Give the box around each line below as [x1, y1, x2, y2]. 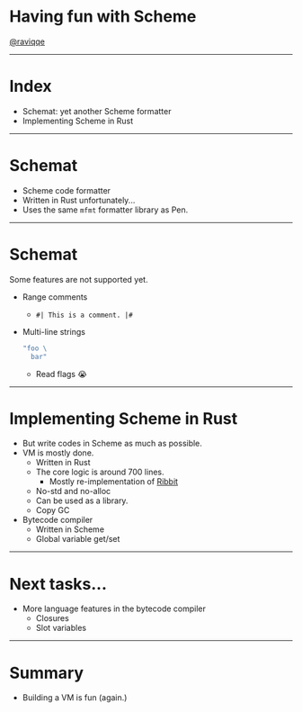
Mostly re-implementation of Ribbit [49, 476, 178, 487]
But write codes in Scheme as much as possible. [22, 438, 202, 449]
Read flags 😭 [35, 368, 87, 379]
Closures [35, 613, 69, 624]
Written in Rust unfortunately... [22, 194, 136, 205]
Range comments [22, 291, 88, 302]
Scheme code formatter [22, 185, 111, 195]
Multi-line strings [22, 326, 85, 337]
